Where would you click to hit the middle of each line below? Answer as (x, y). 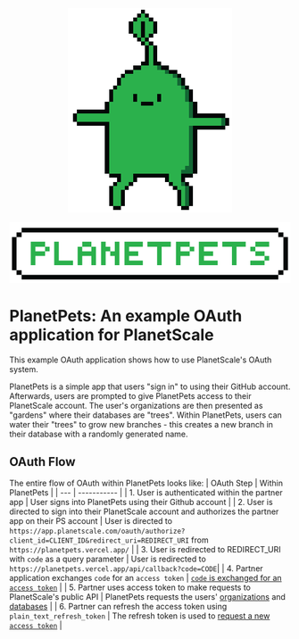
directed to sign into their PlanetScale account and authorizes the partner (144, 511)
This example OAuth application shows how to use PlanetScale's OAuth (141, 360)
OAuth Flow (42, 462)
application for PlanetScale (112, 335)
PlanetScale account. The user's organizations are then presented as (136, 405)
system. (24, 369)
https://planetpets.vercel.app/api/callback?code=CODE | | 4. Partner (136, 568)
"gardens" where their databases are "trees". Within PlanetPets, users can (146, 415)
